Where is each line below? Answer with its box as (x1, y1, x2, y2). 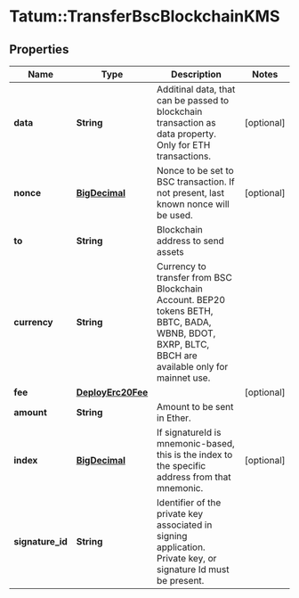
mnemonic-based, (157, 438, 236, 449)
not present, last (157, 187, 225, 199)
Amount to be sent (157, 401, 234, 413)
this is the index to (157, 448, 233, 461)
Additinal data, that (157, 83, 236, 95)
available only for (157, 361, 229, 373)
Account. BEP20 (157, 294, 225, 306)
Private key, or (157, 553, 217, 564)
